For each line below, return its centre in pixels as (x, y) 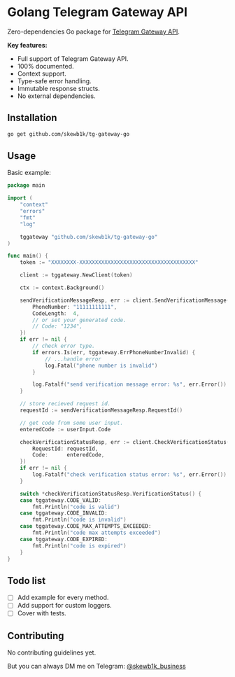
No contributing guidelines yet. (52, 652)
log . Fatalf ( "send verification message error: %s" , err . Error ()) (130, 385)
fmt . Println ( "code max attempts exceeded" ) (97, 533)
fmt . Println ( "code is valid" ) (76, 507)
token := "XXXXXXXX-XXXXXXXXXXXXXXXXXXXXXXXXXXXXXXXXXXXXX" (109, 263)
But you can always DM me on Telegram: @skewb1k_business (97, 666)
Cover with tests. (42, 613)
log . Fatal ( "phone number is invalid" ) (101, 365)
